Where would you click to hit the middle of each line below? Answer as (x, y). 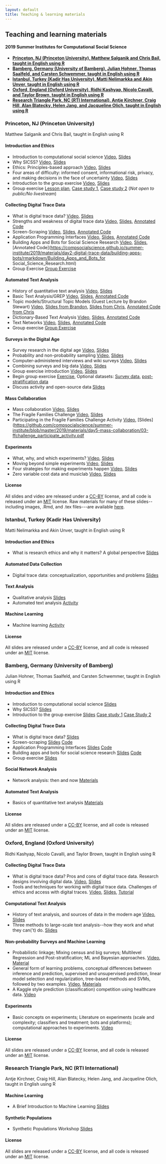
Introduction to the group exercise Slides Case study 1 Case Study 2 (82, 715)
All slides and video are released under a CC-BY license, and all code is (78, 496)
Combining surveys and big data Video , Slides (59, 366)
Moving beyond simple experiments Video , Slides (63, 463)
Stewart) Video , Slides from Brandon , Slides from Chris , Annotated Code (86, 307)
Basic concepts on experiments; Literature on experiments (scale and (83, 1017)
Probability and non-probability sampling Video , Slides (68, 355)
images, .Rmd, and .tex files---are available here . (75, 506)
